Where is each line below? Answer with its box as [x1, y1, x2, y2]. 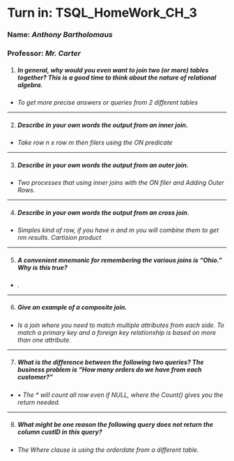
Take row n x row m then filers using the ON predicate [17, 138, 173, 146]
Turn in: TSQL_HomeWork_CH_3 [7, 5, 197, 21]
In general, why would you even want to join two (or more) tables [17, 66, 209, 74]
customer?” [17, 373, 54, 381]
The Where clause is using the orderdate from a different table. [17, 445, 200, 454]
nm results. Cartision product [17, 233, 102, 241]
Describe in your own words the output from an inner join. [17, 121, 189, 129]
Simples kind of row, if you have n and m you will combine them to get [17, 225, 219, 234]
